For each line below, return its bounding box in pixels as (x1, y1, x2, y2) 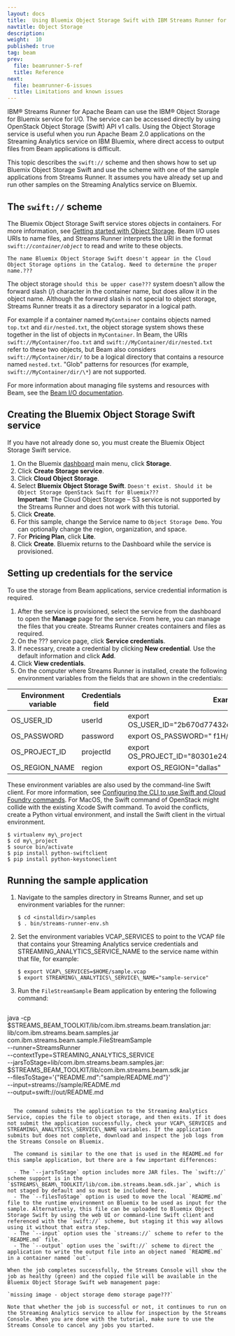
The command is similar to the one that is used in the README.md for (13, 1151, 224, 1158)
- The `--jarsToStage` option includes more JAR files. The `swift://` (13, 1169, 227, 1176)
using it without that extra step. (7, 1224, 111, 1231)
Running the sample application (7, 874, 148, 886)
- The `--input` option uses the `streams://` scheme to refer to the (13, 1230, 224, 1237)
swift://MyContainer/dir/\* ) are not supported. (7, 367, 147, 376)
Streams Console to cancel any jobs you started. (7, 1322, 155, 1329)
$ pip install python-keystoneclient (7, 855, 117, 862)
